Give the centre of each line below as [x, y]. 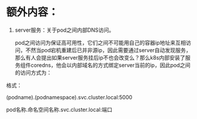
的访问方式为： [33, 72]
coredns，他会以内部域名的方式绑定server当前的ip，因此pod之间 [111, 65]
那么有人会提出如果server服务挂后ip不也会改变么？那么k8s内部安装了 [100, 57]
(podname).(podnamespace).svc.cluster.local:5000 [69, 97]
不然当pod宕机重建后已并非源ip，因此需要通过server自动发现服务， [108, 50]
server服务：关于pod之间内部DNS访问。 [64, 30]
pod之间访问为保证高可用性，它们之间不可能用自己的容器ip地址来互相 [100, 42]
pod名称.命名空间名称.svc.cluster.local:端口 [59, 109]
